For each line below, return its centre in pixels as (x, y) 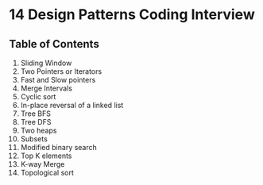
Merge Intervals (46, 88)
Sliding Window (46, 63)
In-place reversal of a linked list (72, 105)
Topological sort (47, 173)
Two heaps (39, 130)
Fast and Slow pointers (58, 80)
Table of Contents (54, 44)
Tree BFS (35, 114)
